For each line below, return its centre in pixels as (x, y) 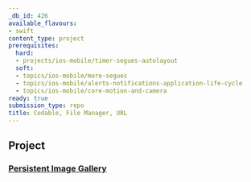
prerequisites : (34, 46)
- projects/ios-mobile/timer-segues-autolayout (97, 61)
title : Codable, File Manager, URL (68, 114)
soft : (25, 68)
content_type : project (46, 38)
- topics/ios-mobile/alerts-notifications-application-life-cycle (129, 83)
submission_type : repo (46, 105)
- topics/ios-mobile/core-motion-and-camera (91, 91)
